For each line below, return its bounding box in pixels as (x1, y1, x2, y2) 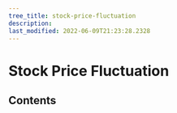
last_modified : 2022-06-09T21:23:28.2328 (8, 27, 151, 35)
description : (8, 19, 53, 27)
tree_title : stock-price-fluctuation (8, 11, 136, 20)
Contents (8, 94, 57, 107)
